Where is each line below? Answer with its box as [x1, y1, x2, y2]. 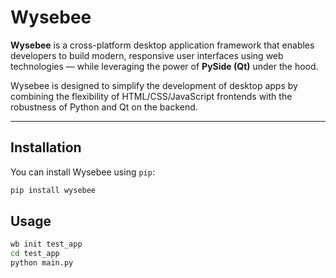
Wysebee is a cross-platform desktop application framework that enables [10, 39, 315, 51]
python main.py [10, 258, 74, 268]
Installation [10, 139, 82, 156]
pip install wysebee [10, 185, 97, 195]
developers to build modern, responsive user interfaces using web [10, 49, 284, 61]
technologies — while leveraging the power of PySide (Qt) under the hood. [10, 60, 319, 72]
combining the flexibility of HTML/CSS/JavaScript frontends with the [10, 90, 293, 102]
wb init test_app [10, 239, 83, 250]
